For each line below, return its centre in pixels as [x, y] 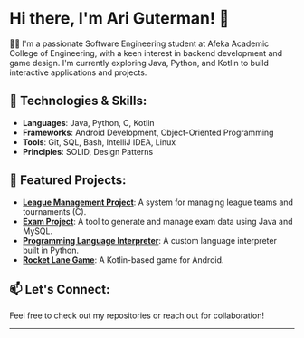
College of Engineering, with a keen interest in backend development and [146, 53]
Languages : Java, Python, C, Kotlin [89, 122]
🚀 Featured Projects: [68, 180]
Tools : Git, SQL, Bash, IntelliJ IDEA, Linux [99, 142]
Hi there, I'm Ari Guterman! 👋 [119, 19]
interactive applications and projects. [78, 72]
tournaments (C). [54, 211]
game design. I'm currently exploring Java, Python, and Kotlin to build [139, 63]
